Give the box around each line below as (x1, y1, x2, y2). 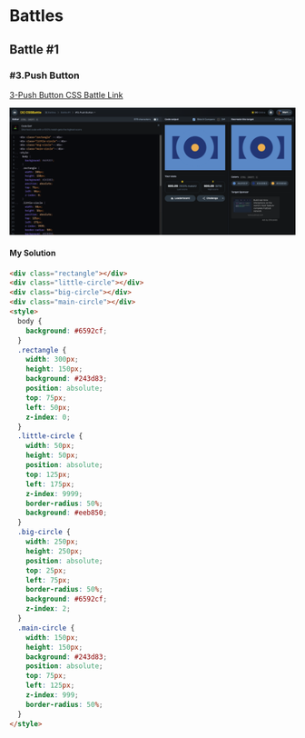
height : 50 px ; (25, 451, 79, 460)
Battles (9, 5, 64, 26)
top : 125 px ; (25, 470, 71, 479)
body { (17, 316, 43, 325)
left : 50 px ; (25, 403, 71, 412)
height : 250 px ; (25, 546, 84, 555)
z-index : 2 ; (25, 604, 71, 613)
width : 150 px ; (25, 633, 79, 642)
